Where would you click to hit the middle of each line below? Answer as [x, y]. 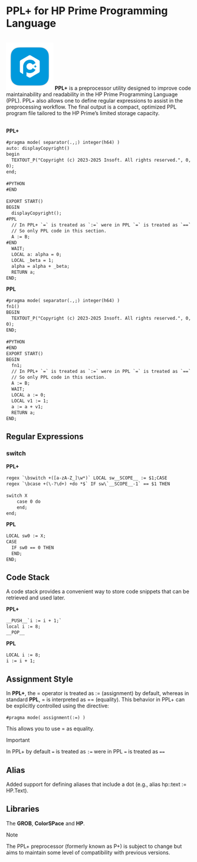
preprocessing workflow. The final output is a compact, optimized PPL [91, 107]
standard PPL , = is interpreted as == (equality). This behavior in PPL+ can [96, 700]
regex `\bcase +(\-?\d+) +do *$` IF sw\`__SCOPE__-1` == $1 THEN [88, 484]
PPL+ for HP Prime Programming [87, 11]
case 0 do [29, 502]
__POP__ [16, 632]
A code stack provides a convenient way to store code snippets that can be [98, 592]
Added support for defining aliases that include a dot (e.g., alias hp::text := [96, 784]
